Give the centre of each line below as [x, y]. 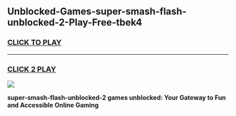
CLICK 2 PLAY [32, 69]
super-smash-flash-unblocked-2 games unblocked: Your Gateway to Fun [117, 97]
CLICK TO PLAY [34, 43]
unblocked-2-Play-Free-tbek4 [75, 23]
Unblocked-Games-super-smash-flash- [97, 12]
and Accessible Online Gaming [53, 105]
